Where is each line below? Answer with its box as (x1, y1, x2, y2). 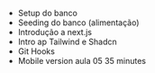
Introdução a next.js (17, 27, 93, 37)
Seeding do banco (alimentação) (17, 17, 140, 28)
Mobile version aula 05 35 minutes (17, 56, 147, 66)
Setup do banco (17, 8, 78, 18)
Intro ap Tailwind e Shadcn (17, 36, 117, 47)
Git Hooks (17, 46, 56, 57)
